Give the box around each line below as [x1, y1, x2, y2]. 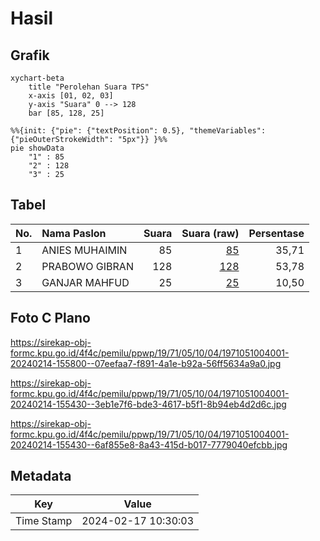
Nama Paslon [41, 226, 107, 240]
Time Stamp [15, 514, 73, 528]
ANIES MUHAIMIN [41, 243, 128, 257]
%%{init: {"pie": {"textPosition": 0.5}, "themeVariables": [10, 126, 267, 136]
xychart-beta [10, 73, 65, 83]
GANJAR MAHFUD [41, 275, 130, 289]
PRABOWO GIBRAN [41, 259, 134, 273]
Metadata [10, 468, 72, 485]
